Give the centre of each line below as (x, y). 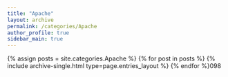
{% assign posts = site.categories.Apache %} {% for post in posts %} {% (111, 58)
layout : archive (30, 20)
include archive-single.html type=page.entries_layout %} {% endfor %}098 (114, 66)
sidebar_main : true (35, 39)
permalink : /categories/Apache (52, 26)
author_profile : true (38, 33)
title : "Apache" (30, 13)
